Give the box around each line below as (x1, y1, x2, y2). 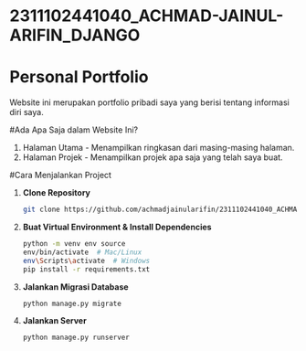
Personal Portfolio (9, 67, 149, 88)
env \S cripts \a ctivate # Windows (22, 256, 151, 265)
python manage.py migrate (22, 299, 121, 308)
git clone (22, 205, 61, 215)
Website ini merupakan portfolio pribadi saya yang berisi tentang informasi (9, 97, 290, 108)
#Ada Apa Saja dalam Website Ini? (9, 124, 139, 135)
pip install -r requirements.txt (22, 264, 151, 274)
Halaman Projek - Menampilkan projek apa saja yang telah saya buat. (22, 152, 283, 163)
